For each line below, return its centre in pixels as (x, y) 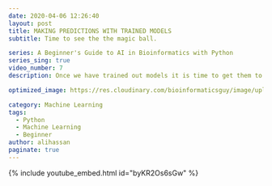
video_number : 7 (36, 68)
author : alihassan (39, 142)
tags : (17, 112)
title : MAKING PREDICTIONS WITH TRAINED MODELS (90, 31)
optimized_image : (38, 90)
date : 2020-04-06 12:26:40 (54, 16)
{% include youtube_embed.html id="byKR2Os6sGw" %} (104, 173)
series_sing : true (39, 61)
